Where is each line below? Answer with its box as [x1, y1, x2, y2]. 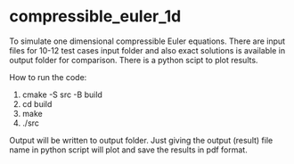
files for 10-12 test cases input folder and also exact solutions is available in [9, 45, 286, 55]
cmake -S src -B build [21, 89, 102, 100]
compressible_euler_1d [9, 6, 182, 27]
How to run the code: [9, 71, 87, 82]
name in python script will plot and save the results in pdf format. [9, 144, 248, 155]
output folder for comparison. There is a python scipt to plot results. [9, 54, 258, 65]
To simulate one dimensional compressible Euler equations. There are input [9, 36, 286, 46]
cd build [21, 98, 53, 109]
